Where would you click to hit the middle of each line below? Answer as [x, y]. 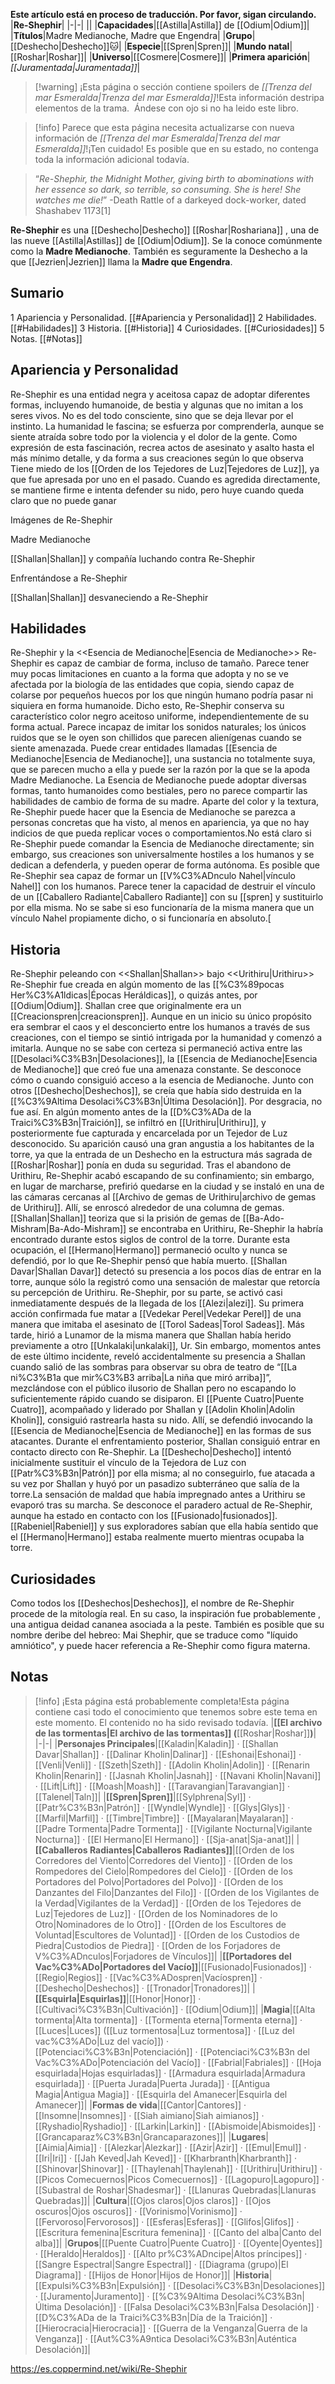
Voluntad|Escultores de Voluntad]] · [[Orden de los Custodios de [167, 1935]
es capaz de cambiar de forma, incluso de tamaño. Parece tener [177, 663]
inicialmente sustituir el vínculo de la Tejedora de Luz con [128, 1463]
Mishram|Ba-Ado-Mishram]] [68, 1229]
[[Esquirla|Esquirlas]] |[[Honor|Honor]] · [118, 1998]
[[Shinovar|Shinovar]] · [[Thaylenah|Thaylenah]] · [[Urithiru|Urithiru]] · [178, 2168]
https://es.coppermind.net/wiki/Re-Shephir [99, 2368]
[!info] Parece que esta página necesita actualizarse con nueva [164, 127]
